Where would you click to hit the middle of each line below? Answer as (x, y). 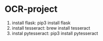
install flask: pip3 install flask (41, 23)
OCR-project (31, 9)
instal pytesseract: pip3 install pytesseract (55, 33)
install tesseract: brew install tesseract (51, 28)
